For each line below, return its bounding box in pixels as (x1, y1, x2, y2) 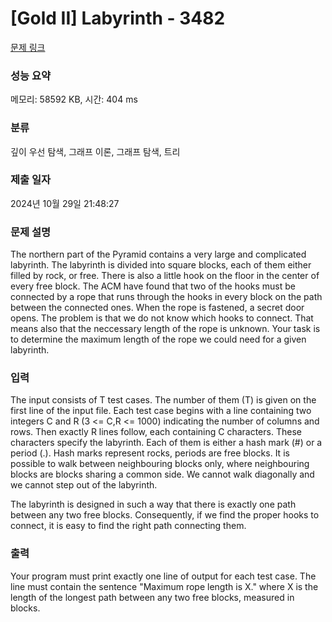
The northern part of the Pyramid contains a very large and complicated (10, 248, 307, 261)
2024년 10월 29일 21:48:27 (10, 197, 120, 209)
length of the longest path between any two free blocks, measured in (10, 591, 295, 603)
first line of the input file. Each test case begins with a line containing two (10, 405, 312, 417)
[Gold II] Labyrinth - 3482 (10, 7, 226, 30)
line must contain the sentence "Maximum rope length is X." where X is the (10, 580, 319, 592)
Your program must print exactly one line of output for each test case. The (10, 570, 317, 582)
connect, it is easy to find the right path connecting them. (10, 520, 247, 532)
